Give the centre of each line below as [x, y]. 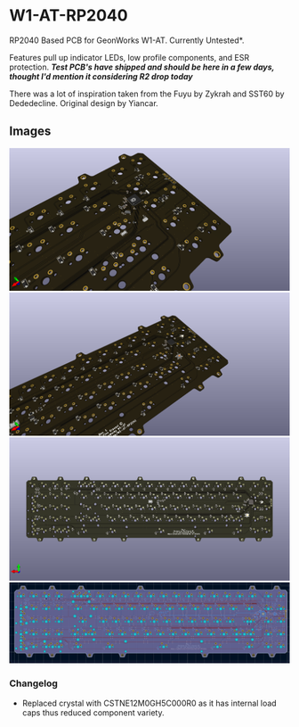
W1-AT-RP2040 [69, 16]
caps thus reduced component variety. [93, 712]
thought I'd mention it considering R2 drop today [101, 76]
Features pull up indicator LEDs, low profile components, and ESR [129, 57]
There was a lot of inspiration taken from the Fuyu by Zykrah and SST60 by [147, 94]
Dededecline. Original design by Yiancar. [84, 103]
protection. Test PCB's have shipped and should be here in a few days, [142, 67]
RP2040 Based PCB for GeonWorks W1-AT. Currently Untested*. [127, 40]
